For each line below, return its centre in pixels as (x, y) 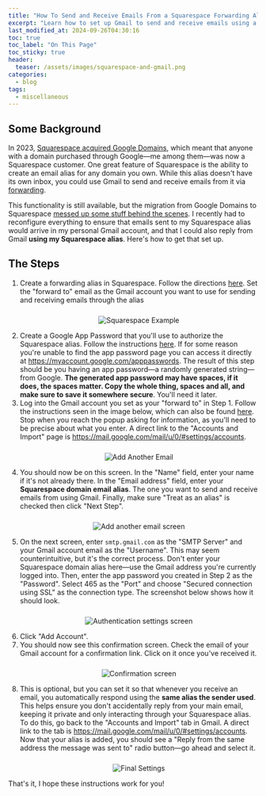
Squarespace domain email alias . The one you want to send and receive (139, 489)
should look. (40, 600)
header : (21, 60)
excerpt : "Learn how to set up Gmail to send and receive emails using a (133, 23)
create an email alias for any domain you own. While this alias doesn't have (131, 173)
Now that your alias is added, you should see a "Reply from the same (132, 739)
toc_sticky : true (37, 52)
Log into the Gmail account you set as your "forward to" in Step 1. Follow (138, 403)
